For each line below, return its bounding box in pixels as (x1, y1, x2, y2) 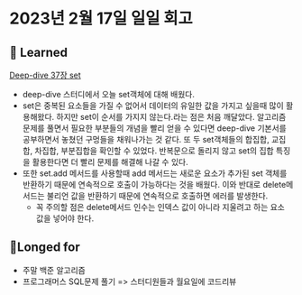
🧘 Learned (9, 44, 69, 60)
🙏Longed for (9, 240, 80, 255)
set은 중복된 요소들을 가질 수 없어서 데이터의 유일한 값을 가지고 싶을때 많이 (22, 100, 284, 111)
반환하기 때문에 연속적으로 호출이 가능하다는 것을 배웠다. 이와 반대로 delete (22, 180, 287, 189)
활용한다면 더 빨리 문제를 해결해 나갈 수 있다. (32, 157, 188, 167)
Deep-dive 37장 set (9, 69, 81, 80)
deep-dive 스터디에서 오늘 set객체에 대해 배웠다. (22, 89, 196, 99)
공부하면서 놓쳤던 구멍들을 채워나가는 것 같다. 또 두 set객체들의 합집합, (22, 134, 270, 144)
